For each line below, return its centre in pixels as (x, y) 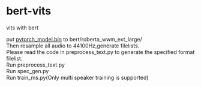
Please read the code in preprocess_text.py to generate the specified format (100, 52)
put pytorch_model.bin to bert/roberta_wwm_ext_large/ (74, 39)
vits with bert (22, 28)
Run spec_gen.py (28, 71)
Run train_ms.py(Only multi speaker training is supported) (77, 77)
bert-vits (29, 11)
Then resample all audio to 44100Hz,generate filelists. (73, 46)
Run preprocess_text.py (35, 65)
